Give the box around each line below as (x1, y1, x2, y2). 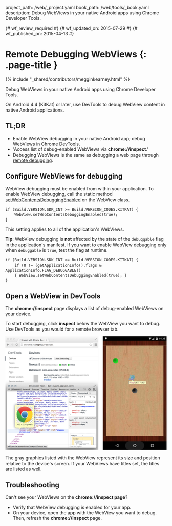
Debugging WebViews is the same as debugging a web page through (12, 151, 159, 158)
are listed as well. (5, 466, 42, 472)
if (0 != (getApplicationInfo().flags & (14, 262, 102, 268)
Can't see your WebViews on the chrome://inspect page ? (5, 494, 128, 500)
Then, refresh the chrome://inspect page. (12, 515, 102, 521)
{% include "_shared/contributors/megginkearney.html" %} (5, 76, 130, 82)
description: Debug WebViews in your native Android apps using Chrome (5, 10, 159, 16)
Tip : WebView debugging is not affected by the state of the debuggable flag (5, 236, 164, 242)
